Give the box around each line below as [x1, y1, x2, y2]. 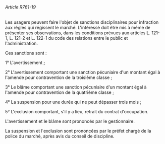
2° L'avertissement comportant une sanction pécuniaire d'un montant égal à [5, 70, 161, 75]
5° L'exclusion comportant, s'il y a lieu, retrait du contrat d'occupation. [5, 109, 149, 115]
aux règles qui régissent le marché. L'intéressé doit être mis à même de [5, 25, 151, 31]
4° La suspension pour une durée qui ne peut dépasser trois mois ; [5, 99, 142, 105]
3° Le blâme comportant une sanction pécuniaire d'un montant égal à [5, 84, 147, 90]
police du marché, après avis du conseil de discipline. [5, 133, 115, 139]
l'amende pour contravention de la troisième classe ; [5, 74, 112, 80]
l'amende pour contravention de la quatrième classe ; [5, 89, 114, 95]
